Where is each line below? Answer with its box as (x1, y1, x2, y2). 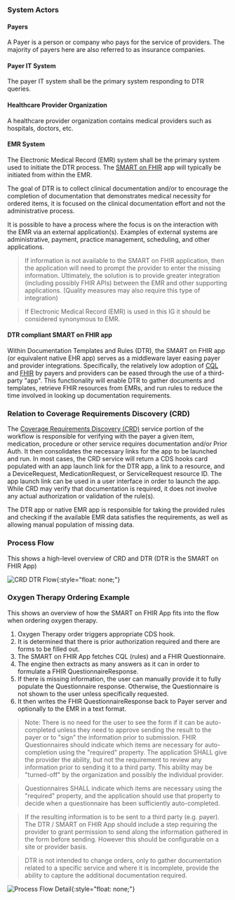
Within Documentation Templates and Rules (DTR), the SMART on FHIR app (7, 346, 226, 354)
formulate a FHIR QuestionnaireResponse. (17, 667, 139, 676)
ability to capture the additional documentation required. (24, 870, 187, 880)
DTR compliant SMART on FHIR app (7, 330, 112, 339)
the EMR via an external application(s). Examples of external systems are (7, 227, 218, 236)
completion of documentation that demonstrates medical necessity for (7, 191, 211, 200)
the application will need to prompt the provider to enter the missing (24, 264, 221, 272)
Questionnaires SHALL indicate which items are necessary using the (24, 784, 222, 792)
